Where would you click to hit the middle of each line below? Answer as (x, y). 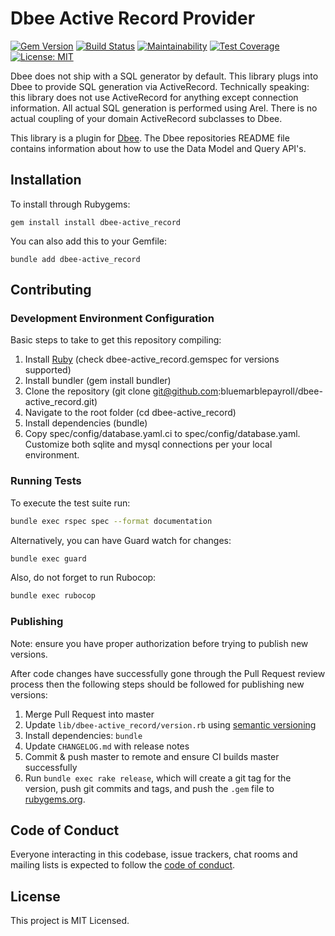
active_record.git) (61, 402)
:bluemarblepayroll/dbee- (270, 391)
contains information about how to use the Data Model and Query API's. (158, 148)
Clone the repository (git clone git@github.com (121, 391)
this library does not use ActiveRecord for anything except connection (154, 97)
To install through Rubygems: (70, 204)
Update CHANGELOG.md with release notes (107, 746)
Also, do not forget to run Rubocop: (83, 578)
